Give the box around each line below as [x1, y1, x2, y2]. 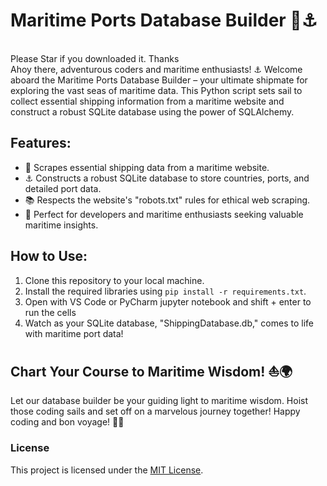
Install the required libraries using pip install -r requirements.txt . [24, 285, 307, 297]
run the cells [24, 306, 77, 318]
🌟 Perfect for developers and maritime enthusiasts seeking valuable [24, 208, 304, 220]
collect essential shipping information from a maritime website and [10, 95, 285, 107]
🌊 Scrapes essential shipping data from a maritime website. [24, 161, 270, 173]
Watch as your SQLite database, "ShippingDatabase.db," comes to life [24, 317, 314, 329]
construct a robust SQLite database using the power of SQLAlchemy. [10, 105, 295, 118]
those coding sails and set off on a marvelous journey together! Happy [10, 405, 301, 418]
